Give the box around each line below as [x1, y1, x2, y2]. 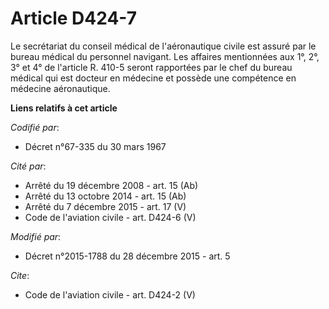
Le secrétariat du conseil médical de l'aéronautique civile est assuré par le [10, 40, 317, 52]
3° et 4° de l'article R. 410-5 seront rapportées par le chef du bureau [10, 61, 293, 73]
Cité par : [10, 160, 47, 172]
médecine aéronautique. [10, 82, 111, 94]
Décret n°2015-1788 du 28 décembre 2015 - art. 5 [24, 250, 231, 262]
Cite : [10, 269, 30, 281]
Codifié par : [10, 121, 60, 133]
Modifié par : [10, 230, 62, 242]
